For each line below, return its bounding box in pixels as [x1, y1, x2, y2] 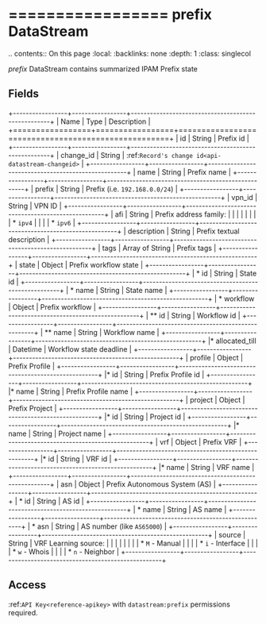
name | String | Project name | [8, 429, 106, 438]
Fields [8, 87, 40, 101]
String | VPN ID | [8, 201, 62, 210]
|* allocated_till [207, 336, 256, 345]
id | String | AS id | [24, 496, 85, 506]
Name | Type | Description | [60, 117, 151, 126]
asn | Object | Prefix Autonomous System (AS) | [60, 479, 216, 489]
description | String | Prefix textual [127, 226, 240, 236]
